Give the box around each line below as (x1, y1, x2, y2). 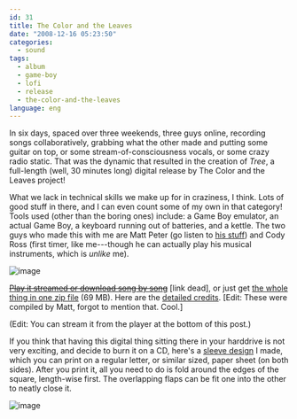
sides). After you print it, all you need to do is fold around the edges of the (9, 364, 279, 375)
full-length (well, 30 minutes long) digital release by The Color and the (9, 166, 266, 176)
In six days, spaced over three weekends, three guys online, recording (9, 128, 266, 138)
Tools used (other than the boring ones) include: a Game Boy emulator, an (9, 211, 279, 221)
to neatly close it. (9, 383, 73, 394)
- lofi (17, 79, 42, 88)
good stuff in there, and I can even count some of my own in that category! (9, 201, 283, 213)
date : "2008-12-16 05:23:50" (9, 29, 117, 38)
